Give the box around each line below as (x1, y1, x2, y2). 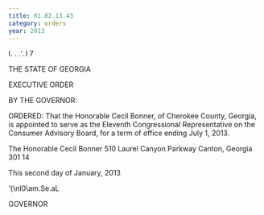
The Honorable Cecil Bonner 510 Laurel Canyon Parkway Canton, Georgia (8, 144, 253, 154)
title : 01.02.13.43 (8, 11, 74, 20)
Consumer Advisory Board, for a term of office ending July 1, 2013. (8, 128, 230, 138)
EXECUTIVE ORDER (8, 80, 74, 89)
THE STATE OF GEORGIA (8, 64, 91, 74)
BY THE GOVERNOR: (8, 96, 78, 105)
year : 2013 (8, 27, 45, 35)
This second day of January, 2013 (8, 168, 121, 178)
